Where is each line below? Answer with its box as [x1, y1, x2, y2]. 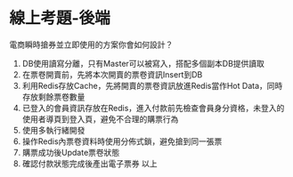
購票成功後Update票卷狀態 [21, 147, 120, 157]
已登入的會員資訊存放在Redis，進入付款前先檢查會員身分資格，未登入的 [21, 102, 285, 113]
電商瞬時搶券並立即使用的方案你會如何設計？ [9, 39, 174, 50]
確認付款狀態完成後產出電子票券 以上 [21, 157, 158, 169]
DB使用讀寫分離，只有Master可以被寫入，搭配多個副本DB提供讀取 [21, 58, 265, 68]
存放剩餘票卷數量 [21, 91, 85, 102]
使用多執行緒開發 [21, 125, 85, 135]
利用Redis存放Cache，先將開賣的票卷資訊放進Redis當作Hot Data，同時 [21, 80, 283, 91]
